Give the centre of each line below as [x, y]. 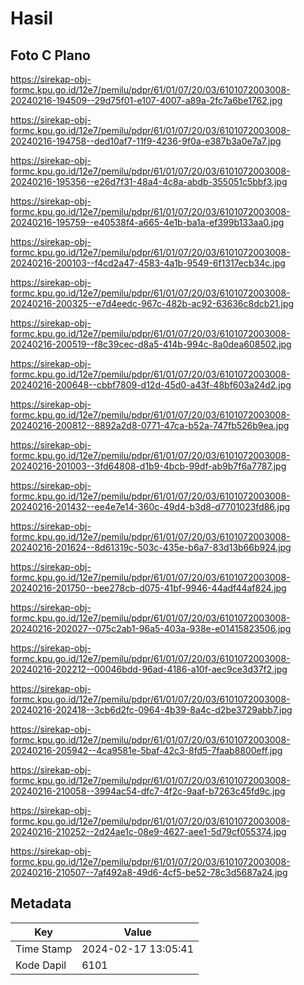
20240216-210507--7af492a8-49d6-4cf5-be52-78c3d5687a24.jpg [149, 872]
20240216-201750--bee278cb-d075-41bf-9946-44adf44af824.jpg [148, 588]
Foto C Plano [50, 55]
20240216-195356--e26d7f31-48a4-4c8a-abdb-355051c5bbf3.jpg [149, 181]
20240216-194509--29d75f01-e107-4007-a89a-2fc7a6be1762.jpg [146, 100]
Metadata [41, 903]
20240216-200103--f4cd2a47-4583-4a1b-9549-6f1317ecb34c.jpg [148, 263]
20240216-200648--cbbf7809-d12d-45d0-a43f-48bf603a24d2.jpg [151, 385]
